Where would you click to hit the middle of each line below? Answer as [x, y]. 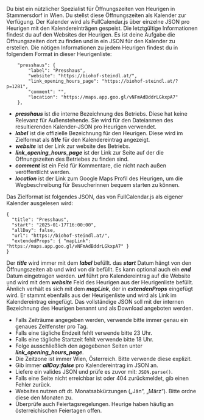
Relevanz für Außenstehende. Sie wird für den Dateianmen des [94, 120]
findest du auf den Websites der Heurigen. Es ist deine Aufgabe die [91, 35]
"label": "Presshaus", [57, 71]
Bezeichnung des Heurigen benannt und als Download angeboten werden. [100, 308]
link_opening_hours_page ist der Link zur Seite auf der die [90, 152]
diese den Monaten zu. [44, 397]
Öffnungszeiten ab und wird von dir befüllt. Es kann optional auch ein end [99, 269]
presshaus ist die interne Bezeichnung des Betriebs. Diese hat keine [101, 114]
